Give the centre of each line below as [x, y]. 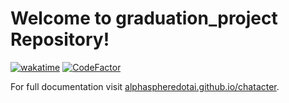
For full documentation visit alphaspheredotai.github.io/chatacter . [145, 86]
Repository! [60, 39]
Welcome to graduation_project [144, 18]
